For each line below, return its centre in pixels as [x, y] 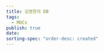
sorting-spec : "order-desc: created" [52, 39]
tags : [13, 17]
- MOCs [19, 22]
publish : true [24, 28]
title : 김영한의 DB [27, 11]
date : [13, 33]
